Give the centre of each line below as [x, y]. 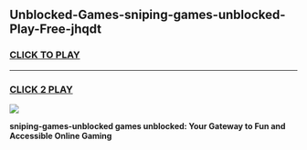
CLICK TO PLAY [45, 55]
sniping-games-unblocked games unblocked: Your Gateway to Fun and [148, 125]
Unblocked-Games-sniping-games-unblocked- [148, 15]
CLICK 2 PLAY [41, 89]
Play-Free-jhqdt [56, 30]
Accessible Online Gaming [61, 135]
